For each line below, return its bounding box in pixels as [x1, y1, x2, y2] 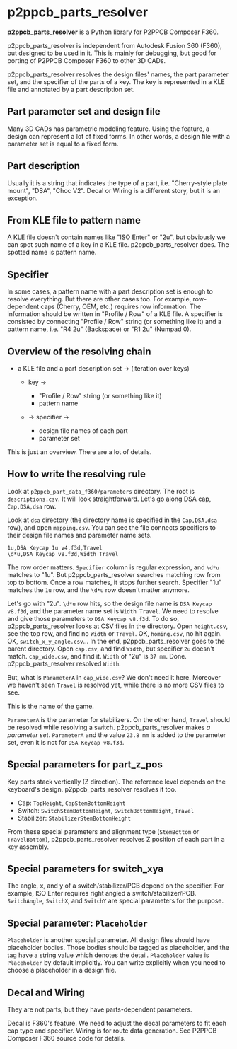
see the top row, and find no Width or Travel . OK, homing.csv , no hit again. [7, 629, 222, 637]
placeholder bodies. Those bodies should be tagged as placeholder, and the [7, 944, 230, 952]
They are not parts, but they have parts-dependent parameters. [7, 1005, 192, 1014]
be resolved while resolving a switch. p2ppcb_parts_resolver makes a [7, 723, 211, 731]
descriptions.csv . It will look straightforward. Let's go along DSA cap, [7, 494, 212, 503]
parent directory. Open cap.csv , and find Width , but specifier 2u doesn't [7, 644, 214, 653]
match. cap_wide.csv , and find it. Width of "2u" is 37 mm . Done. [7, 651, 187, 660]
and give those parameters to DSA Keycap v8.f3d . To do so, [7, 614, 179, 622]
